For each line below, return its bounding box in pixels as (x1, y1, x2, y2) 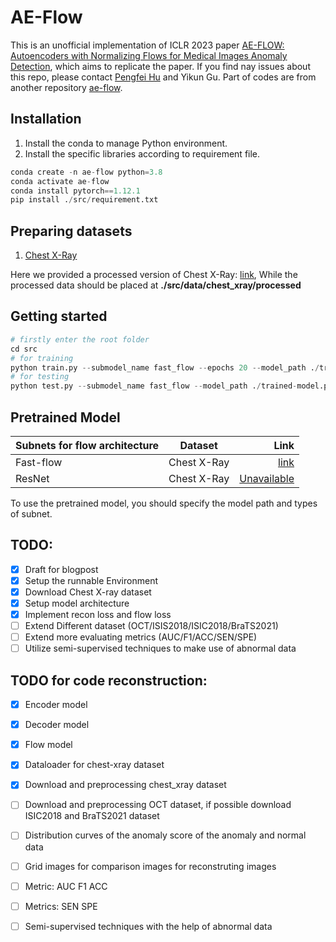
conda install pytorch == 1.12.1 (10, 186, 141, 196)
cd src (10, 344, 38, 354)
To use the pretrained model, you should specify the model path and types (10, 497, 318, 509)
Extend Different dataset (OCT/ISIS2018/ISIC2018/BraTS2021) (24, 620, 279, 632)
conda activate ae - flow (10, 176, 110, 186)
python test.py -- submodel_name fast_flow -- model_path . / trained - (10, 381, 298, 391)
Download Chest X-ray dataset (24, 586, 152, 598)
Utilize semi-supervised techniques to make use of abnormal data (24, 642, 297, 655)
